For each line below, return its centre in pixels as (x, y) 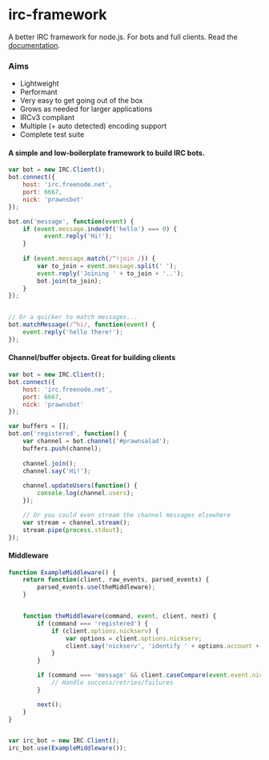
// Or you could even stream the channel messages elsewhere (126, 515)
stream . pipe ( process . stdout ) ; (73, 530)
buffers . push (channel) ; (62, 448)
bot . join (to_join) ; (70, 281)
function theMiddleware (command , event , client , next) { (120, 616)
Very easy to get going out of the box (81, 101)
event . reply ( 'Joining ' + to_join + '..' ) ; (110, 274)
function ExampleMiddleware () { (62, 572)
